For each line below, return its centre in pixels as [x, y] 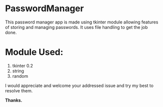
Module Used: [34, 52]
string [18, 71]
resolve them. [19, 90]
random [20, 76]
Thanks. [14, 100]
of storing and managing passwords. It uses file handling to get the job [77, 27]
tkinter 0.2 [23, 65]
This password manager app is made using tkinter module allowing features [82, 22]
